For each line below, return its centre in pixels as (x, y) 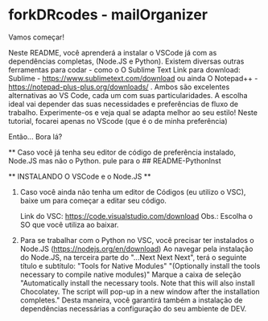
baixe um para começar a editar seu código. (93, 200)
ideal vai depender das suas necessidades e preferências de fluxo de (124, 104)
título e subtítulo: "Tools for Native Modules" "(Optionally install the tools (140, 265)
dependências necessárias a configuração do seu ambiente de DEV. (133, 308)
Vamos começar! (36, 37)
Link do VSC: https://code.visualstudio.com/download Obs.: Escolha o (136, 216)
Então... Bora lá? (35, 136)
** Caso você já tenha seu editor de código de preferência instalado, (122, 152)
